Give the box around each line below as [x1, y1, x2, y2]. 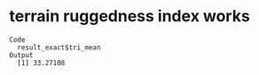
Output [9, 50, 34, 59]
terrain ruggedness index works [9, 6, 250, 26]
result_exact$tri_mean [17, 42, 101, 52]
